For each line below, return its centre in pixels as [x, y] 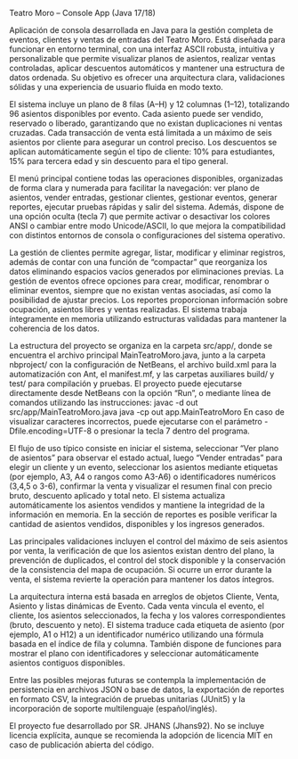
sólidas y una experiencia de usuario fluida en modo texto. [117, 87]
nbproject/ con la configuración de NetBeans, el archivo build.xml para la [143, 364]
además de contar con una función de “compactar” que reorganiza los [138, 262]
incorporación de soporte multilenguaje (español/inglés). [113, 709]
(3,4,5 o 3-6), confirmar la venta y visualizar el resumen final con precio [141, 486]
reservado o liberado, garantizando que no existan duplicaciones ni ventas [146, 123]
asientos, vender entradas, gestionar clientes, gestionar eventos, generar [143, 197]
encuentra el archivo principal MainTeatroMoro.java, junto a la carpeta [137, 355]
